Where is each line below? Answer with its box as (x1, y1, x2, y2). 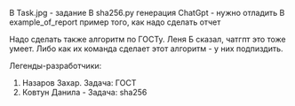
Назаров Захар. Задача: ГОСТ (21, 78, 137, 87)
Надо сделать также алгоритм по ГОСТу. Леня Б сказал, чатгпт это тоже (9, 34, 286, 44)
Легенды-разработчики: (9, 61, 102, 71)
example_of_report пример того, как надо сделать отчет (9, 17, 221, 27)
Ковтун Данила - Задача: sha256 (21, 87, 147, 97)
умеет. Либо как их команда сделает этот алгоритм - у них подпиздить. (9, 43, 283, 54)
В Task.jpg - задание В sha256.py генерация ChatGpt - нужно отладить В (9, 8, 285, 18)
